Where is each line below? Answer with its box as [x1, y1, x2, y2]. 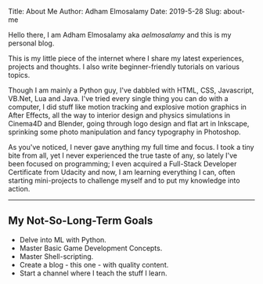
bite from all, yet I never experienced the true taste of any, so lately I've [8, 151, 238, 160]
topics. [8, 71, 31, 79]
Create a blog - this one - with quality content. [19, 260, 169, 269]
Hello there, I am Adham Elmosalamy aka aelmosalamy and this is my [8, 31, 232, 39]
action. [8, 184, 31, 193]
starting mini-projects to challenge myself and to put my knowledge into [8, 176, 240, 185]
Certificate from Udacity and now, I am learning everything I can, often [8, 168, 236, 177]
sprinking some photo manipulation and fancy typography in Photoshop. [8, 127, 241, 137]
